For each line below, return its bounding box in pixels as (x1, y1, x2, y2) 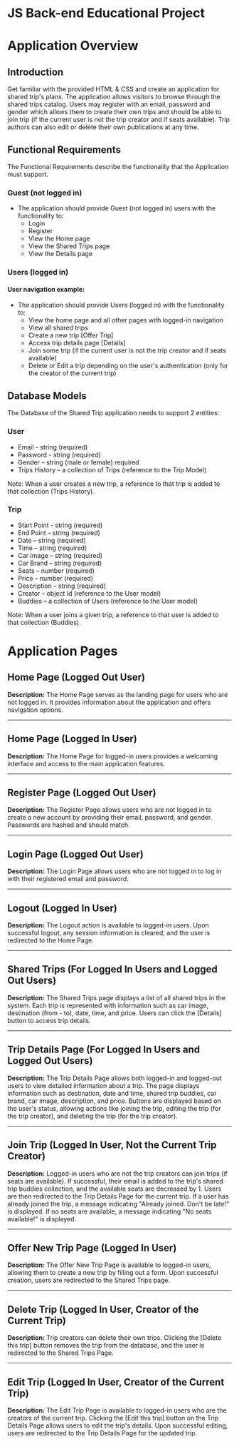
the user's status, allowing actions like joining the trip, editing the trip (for (7, 1104, 221, 1112)
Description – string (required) (17, 581, 107, 590)
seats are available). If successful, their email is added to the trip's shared (7, 1176, 223, 1185)
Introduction (7, 66, 64, 78)
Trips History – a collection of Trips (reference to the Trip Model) (17, 465, 207, 474)
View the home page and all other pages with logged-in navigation (28, 316, 224, 325)
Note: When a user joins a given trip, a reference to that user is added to (7, 610, 219, 619)
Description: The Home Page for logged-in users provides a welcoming (7, 751, 218, 761)
